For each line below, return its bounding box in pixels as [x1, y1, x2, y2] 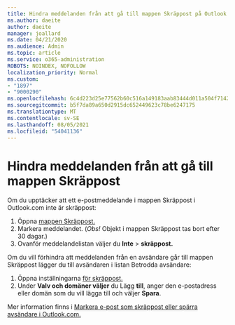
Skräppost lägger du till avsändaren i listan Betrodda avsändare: [7, 260, 192, 269]
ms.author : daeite [7, 17, 61, 24]
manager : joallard [7, 29, 61, 37]
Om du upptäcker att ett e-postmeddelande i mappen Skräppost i [7, 196, 196, 204]
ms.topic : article [7, 50, 61, 57]
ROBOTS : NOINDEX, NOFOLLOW [7, 62, 86, 69]
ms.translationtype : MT [7, 108, 77, 115]
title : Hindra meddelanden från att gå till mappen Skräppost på [7, 10, 201, 18]
